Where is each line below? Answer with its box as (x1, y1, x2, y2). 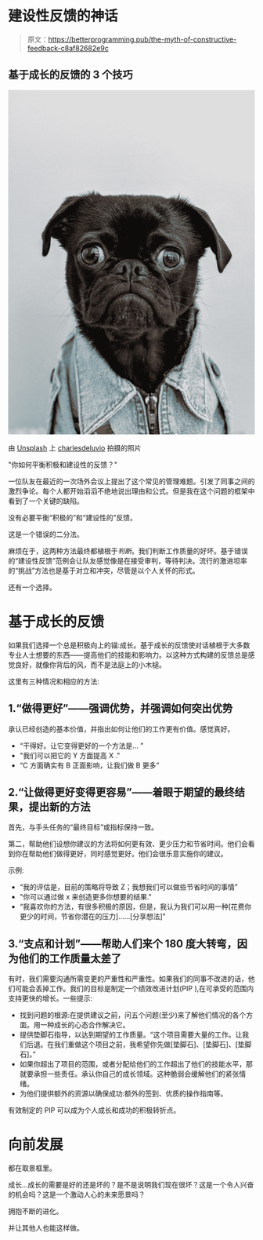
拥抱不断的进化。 (8, 1206, 63, 1216)
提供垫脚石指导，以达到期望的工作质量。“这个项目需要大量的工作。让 (19, 1030, 243, 1040)
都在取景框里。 (8, 1163, 56, 1173)
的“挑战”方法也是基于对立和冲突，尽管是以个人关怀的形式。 (8, 566, 200, 575)
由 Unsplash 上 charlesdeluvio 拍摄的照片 (8, 443, 142, 452)
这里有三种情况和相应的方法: (8, 677, 100, 686)
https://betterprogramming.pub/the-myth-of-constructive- (48, 35, 237, 44)
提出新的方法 (28, 801, 91, 814)
